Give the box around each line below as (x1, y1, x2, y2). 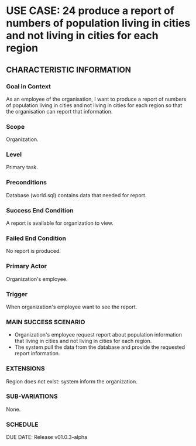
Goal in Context (6, 82, 51, 90)
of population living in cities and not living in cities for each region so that (6, 101, 183, 109)
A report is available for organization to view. (6, 219, 114, 227)
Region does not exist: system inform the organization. (6, 378, 137, 385)
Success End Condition (6, 206, 74, 214)
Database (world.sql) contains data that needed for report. (6, 191, 147, 198)
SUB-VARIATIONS (6, 392, 58, 400)
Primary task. (6, 164, 38, 171)
